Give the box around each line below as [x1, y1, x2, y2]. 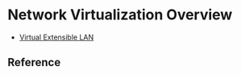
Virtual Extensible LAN [19, 32, 94, 42]
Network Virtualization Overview [7, 6, 233, 24]
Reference [7, 56, 61, 69]
